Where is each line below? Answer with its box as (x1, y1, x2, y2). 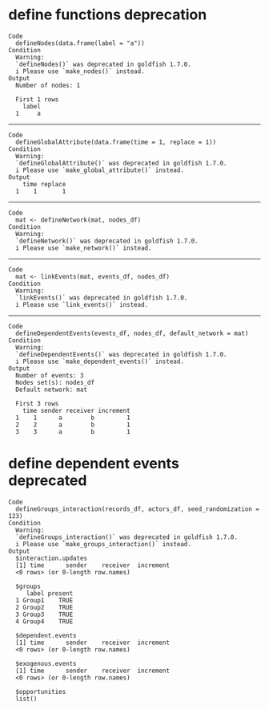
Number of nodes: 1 (15, 81, 81, 89)
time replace (22, 180, 66, 188)
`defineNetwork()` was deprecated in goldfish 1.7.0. (15, 237, 199, 245)
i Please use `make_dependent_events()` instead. (15, 357, 184, 365)
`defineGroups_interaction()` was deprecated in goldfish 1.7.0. (15, 532, 239, 541)
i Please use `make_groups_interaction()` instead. (15, 540, 192, 548)
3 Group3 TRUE (15, 610, 74, 618)
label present (26, 589, 74, 598)
